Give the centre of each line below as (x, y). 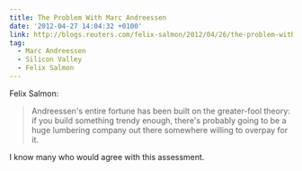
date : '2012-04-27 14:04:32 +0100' (76, 26)
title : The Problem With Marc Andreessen (88, 18)
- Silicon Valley (50, 59)
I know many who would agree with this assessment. (107, 157)
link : (19, 34)
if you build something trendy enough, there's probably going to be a (159, 120)
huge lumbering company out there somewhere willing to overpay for (160, 130)
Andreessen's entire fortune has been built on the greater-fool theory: (160, 111)
